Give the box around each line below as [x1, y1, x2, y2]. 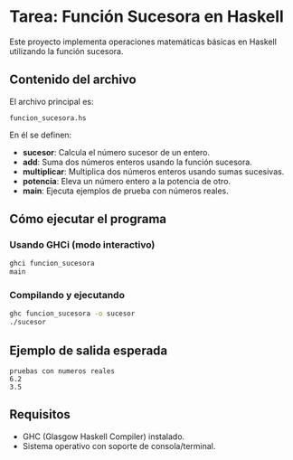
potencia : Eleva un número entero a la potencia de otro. [22, 175, 232, 186]
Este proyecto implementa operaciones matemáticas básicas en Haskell [9, 36, 278, 47]
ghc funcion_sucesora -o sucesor [9, 309, 136, 318]
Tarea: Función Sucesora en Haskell [9, 6, 285, 27]
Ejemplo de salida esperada [9, 343, 168, 358]
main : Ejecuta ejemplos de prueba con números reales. [22, 185, 229, 196]
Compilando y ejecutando [9, 289, 125, 302]
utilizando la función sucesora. [9, 45, 124, 56]
